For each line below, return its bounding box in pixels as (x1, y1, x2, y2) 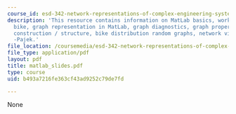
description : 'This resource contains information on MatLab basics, (7, 17, 216, 24)
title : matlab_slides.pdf (7, 62, 83, 69)
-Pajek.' (13, 36, 39, 43)
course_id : (7, 10, 39, 17)
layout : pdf (7, 56, 42, 63)
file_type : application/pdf (7, 50, 90, 57)
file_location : (7, 43, 52, 50)
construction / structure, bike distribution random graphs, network (13, 29, 221, 37)
